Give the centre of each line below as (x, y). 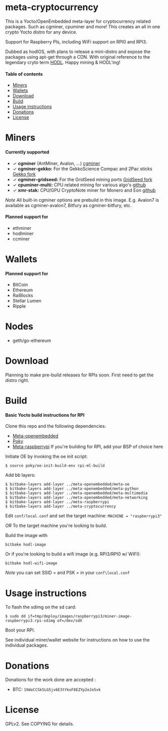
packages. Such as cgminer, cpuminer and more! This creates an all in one (83, 26)
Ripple (19, 306)
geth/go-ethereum (32, 340)
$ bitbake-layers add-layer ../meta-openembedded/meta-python (72, 489)
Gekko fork (24, 174)
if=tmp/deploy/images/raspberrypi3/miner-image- (80, 616)
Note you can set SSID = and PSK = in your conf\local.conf (68, 573)
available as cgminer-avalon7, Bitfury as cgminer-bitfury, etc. (69, 205)
